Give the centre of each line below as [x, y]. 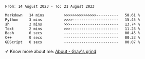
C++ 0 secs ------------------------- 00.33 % [72, 38]
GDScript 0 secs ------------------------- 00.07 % [72, 42]
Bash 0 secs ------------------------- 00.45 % [72, 33]
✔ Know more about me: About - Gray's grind [51, 51]
